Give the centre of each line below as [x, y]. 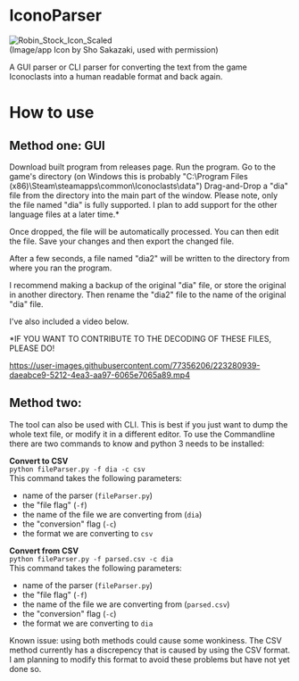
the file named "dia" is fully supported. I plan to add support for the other [144, 204]
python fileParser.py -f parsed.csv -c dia [91, 559]
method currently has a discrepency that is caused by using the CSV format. [150, 650]
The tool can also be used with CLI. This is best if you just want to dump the [149, 424]
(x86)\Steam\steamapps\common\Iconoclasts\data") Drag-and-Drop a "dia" [149, 186]
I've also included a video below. [69, 321]
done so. [25, 669]
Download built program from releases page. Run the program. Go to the [143, 167]
